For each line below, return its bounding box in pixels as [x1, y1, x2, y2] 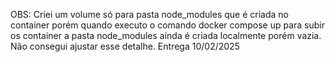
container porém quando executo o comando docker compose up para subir [10, 19, 326, 31]
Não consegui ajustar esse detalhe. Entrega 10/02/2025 [10, 40, 240, 52]
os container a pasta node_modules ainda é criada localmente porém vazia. [10, 30, 322, 41]
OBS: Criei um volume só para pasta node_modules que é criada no [10, 9, 289, 20]
